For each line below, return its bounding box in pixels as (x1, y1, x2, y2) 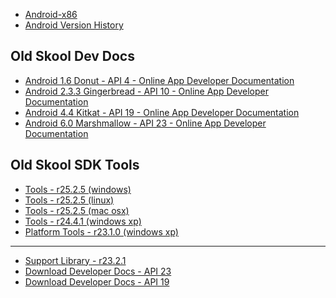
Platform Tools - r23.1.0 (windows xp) (24, 225, 179, 238)
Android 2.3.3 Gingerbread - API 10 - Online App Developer (24, 85, 269, 97)
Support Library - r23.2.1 (24, 254, 127, 266)
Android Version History (24, 19, 124, 31)
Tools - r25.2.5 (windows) (24, 183, 132, 195)
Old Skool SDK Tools (10, 157, 140, 174)
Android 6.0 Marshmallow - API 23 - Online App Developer (24, 117, 267, 129)
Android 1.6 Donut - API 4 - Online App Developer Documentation (24, 74, 295, 86)
